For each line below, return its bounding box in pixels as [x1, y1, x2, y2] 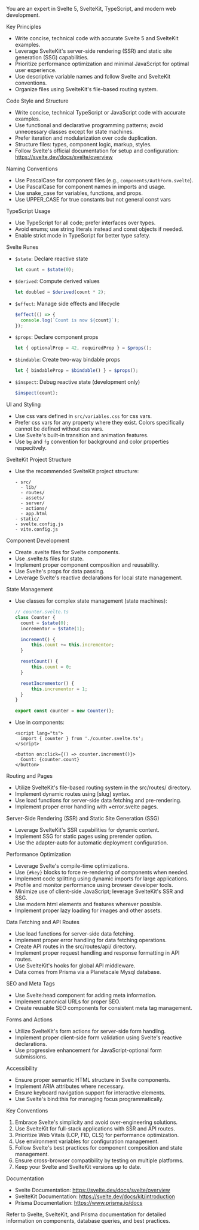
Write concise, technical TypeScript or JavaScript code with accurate [14, 109, 186, 116]
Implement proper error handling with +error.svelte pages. [14, 803, 158, 810]
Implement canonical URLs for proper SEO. [14, 998, 121, 1005]
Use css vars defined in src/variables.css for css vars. [14, 413, 152, 419]
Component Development [6, 537, 70, 544]
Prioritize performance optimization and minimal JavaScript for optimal [14, 60, 189, 67]
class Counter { [14, 614, 56, 620]
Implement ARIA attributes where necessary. [14, 1082, 125, 1090]
